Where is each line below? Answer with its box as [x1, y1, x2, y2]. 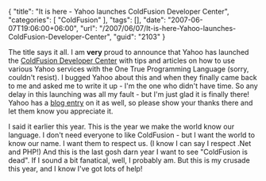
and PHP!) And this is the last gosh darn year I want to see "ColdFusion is [8, 147, 249, 156]
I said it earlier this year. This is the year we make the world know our [8, 122, 235, 131]
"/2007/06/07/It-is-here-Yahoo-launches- [98, 24, 237, 33]
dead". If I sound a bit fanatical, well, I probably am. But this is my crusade [8, 156, 250, 165]
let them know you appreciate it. [8, 106, 114, 116]
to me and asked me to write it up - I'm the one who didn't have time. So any [8, 81, 258, 90]
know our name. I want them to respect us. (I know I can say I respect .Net [8, 139, 252, 148]
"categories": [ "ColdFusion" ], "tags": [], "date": [8, 15, 167, 25]
